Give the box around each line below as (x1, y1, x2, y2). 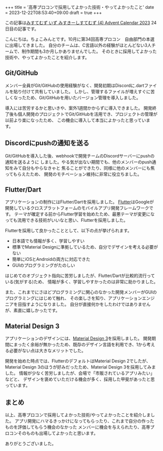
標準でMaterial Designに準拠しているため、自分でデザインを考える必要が (12, 244, 158, 250)
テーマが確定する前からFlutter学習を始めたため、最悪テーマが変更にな (14, 211, 155, 217)
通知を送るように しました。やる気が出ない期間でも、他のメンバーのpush (5, 159, 152, 165)
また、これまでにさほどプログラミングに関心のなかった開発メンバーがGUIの (5, 289, 157, 295)
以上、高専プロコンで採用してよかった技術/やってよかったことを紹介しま (5, 412, 151, 418)
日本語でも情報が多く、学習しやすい (12, 238, 85, 244)
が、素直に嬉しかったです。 (5, 308, 60, 314)
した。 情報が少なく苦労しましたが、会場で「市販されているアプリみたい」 (5, 370, 155, 376)
